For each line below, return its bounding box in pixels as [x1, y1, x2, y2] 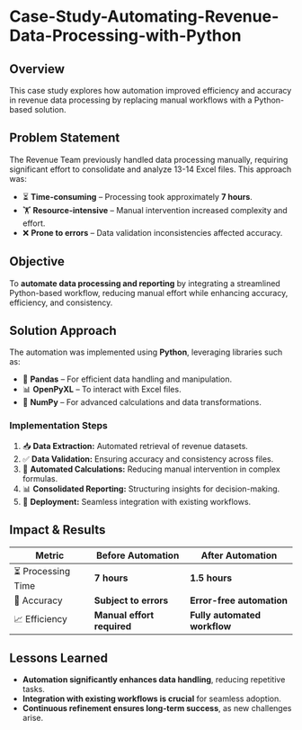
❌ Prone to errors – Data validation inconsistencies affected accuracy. [22, 227, 283, 238]
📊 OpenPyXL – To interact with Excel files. [22, 384, 182, 395]
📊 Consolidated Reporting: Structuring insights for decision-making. [22, 483, 280, 494]
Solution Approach [9, 323, 117, 338]
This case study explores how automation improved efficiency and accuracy [9, 86, 292, 95]
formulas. [22, 473, 58, 483]
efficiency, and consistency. [9, 297, 113, 308]
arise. [22, 713, 44, 724]
